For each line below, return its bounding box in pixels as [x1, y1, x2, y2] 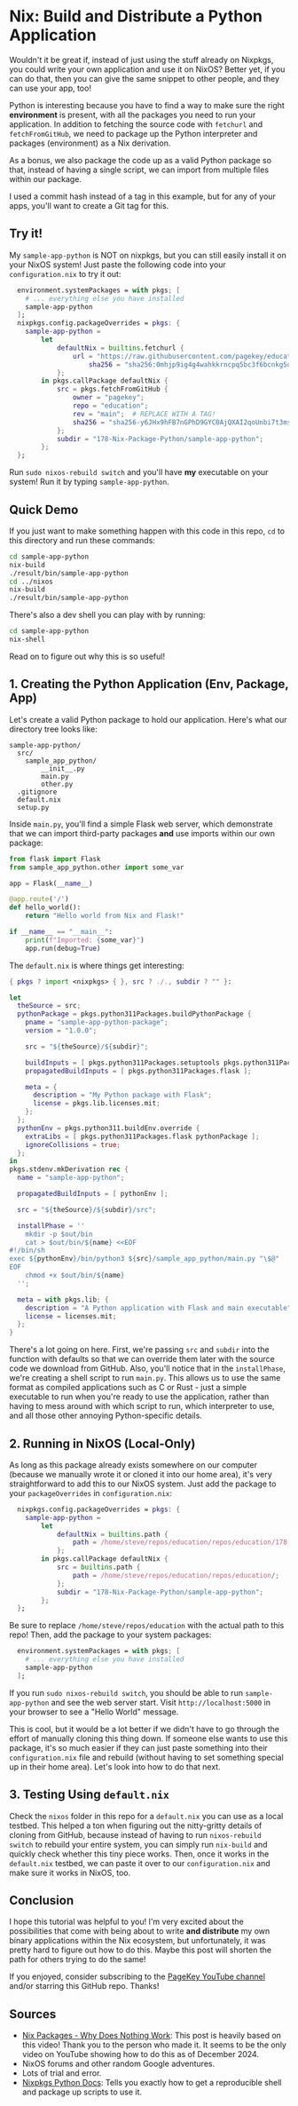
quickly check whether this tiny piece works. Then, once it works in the [9, 1849, 270, 1859]
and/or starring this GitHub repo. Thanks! [9, 1981, 160, 1991]
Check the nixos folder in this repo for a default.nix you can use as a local [9, 1810, 284, 1821]
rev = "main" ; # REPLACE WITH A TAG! [72, 409, 216, 418]
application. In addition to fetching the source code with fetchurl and [9, 118, 263, 130]
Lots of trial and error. [21, 2068, 102, 2078]
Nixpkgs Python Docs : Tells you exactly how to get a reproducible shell [21, 2078, 282, 2088]
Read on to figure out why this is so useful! [9, 651, 166, 661]
